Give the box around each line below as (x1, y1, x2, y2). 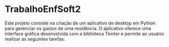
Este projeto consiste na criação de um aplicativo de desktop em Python (5, 20, 156, 26)
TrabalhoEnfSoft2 (5, 3, 81, 15)
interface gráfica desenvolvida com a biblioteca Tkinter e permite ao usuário (5, 30, 164, 36)
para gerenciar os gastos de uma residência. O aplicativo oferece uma (5, 25, 151, 31)
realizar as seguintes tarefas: (5, 36, 65, 42)
